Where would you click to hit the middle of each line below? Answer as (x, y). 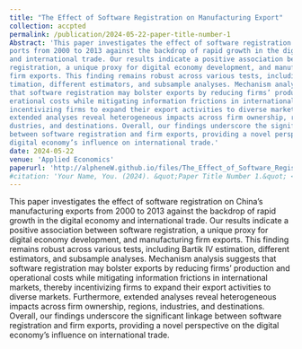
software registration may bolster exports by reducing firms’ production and (150, 268)
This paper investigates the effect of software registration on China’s (136, 202)
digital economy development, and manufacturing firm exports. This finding (149, 240)
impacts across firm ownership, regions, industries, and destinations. (137, 307)
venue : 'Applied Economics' (62, 159)
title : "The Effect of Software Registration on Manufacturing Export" (146, 17)
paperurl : (28, 168)
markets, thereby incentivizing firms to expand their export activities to (140, 287)
